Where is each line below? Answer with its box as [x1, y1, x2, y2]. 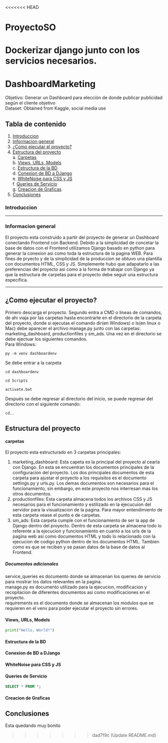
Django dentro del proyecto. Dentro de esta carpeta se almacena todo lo [12, 523, 162, 529]
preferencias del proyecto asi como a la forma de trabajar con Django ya [5, 266, 154, 272]
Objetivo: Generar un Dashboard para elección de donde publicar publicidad [5, 95, 162, 101]
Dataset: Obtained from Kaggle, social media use [5, 105, 106, 112]
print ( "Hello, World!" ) [5, 628, 55, 633]
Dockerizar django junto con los [5, 45, 140, 56]
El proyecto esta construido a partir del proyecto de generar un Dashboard [5, 234, 159, 240]
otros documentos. [12, 491, 51, 497]
